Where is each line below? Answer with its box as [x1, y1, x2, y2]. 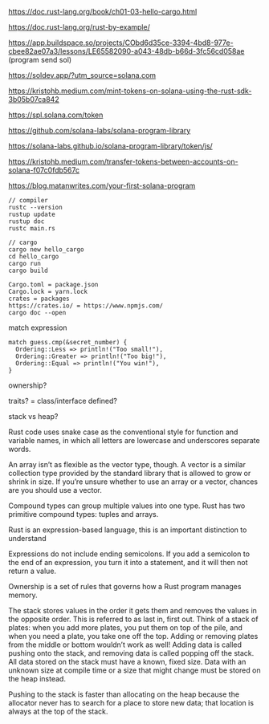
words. [8, 445, 31, 454]
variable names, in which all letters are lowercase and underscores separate [8, 436, 260, 445]
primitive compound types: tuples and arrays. [8, 510, 159, 519]
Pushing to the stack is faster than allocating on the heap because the [8, 689, 239, 699]
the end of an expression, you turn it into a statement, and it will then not [8, 558, 248, 567]
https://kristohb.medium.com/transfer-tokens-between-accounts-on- [8, 157, 238, 166]
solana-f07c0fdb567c [8, 165, 80, 175]
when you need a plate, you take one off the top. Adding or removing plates [8, 632, 259, 641]
